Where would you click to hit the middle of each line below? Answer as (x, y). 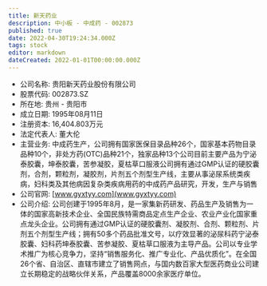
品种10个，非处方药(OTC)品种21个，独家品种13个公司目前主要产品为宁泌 (138, 153)
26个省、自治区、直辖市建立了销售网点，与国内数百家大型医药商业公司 (136, 264)
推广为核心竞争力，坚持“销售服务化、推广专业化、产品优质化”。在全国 (142, 253)
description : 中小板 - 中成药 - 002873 (71, 23)
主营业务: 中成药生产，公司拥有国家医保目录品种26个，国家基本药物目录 (138, 144)
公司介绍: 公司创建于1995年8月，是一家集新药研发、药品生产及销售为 (133, 204)
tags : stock (28, 46)
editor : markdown (37, 53)
